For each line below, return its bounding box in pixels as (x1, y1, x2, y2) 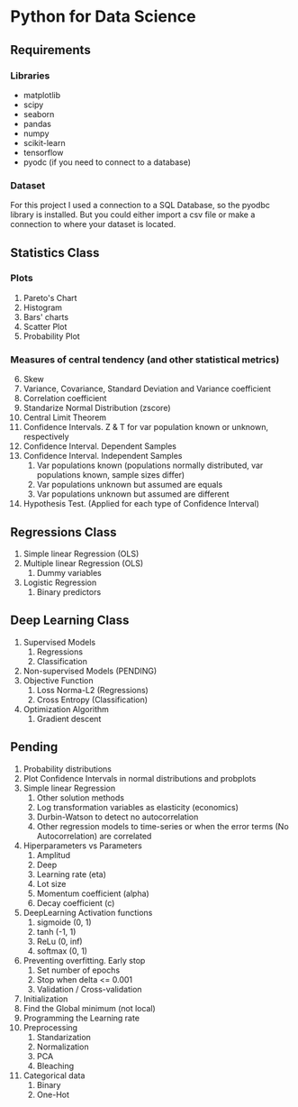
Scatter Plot (23, 321, 68, 332)
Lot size (36, 878, 67, 889)
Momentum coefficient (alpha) (36, 888, 149, 899)
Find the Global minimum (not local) (23, 1002, 156, 1013)
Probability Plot (23, 331, 80, 342)
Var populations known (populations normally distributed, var (36, 460, 264, 471)
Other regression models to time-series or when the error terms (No (36, 820, 289, 831)
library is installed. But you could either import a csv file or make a (10, 209, 256, 220)
